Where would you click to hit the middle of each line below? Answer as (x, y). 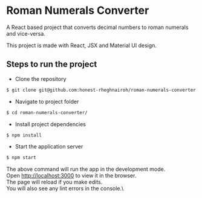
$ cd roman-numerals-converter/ (47, 112)
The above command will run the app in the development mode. (86, 169)
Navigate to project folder (47, 101)
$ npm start (21, 158)
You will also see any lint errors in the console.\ (65, 188)
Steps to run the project (52, 64)
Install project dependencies (50, 124)
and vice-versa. (26, 33)
